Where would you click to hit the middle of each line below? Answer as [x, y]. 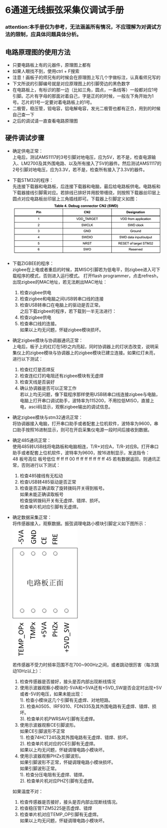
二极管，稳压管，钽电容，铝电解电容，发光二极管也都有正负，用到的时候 [86, 108]
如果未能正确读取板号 [42, 494]
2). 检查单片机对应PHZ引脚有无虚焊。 [58, 781]
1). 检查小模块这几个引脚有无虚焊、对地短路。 [66, 700]
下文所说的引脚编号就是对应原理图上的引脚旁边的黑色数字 [71, 83]
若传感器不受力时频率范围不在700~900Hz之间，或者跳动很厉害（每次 [83, 665]
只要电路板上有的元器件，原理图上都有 [51, 65]
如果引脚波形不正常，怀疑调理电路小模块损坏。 [68, 762]
